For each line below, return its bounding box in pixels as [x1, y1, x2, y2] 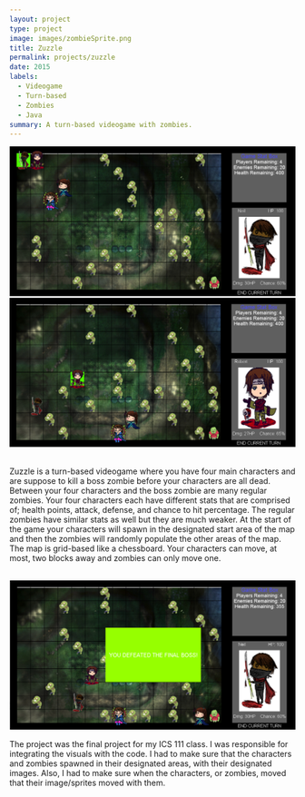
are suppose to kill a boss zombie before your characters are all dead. [9, 475, 271, 486]
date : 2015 [9, 63, 51, 72]
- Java [17, 110, 43, 120]
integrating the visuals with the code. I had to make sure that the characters [9, 749, 292, 760]
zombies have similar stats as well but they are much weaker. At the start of [9, 514, 292, 525]
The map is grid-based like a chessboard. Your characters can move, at [9, 543, 278, 554]
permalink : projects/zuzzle [9, 53, 116, 63]
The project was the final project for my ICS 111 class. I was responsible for [9, 739, 289, 750]
